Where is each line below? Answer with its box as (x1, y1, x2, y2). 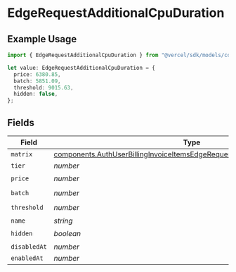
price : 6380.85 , (13, 70, 61, 78)
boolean (53, 229, 81, 239)
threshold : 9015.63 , (13, 84, 74, 91)
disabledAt (11, 242, 47, 251)
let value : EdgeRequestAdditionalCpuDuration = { (7, 64, 156, 71)
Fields (7, 116, 35, 128)
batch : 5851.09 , (13, 78, 61, 85)
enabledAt (11, 254, 44, 262)
